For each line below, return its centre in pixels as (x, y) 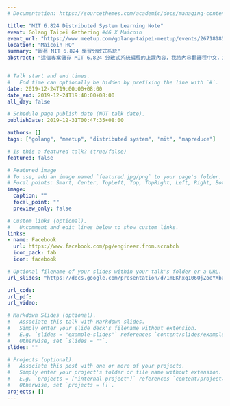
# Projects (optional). (41, 360)
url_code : (21, 290)
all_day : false (29, 101)
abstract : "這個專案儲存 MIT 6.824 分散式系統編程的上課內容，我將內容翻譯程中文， (115, 58)
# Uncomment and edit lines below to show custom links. (93, 227)
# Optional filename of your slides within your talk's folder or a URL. (115, 272)
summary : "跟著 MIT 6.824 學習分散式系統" (64, 51)
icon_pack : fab (35, 253)
